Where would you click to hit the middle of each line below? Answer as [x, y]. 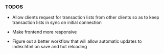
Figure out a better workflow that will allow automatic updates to [77, 41]
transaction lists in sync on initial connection [57, 22]
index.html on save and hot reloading [49, 47]
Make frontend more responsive [45, 32]
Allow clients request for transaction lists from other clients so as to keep [86, 18]
